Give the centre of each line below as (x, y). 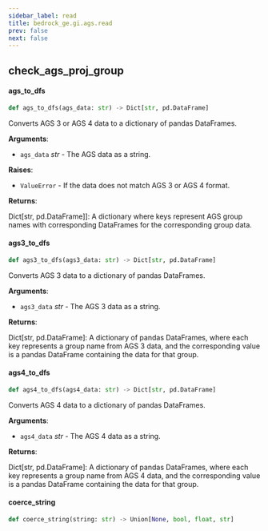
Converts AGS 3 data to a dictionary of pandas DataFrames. (107, 275)
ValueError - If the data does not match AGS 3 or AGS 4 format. (125, 185)
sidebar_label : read (43, 16)
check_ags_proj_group (66, 70)
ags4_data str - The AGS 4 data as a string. (90, 436)
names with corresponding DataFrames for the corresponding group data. (130, 224)
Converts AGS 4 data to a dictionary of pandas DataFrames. (107, 404)
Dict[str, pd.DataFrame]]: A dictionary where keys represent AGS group (126, 216)
